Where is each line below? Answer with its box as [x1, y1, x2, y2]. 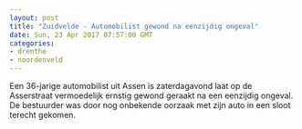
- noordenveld [9, 55, 64, 64]
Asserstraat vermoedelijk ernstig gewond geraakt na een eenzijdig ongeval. [9, 90, 294, 101]
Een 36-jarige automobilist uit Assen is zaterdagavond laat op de [9, 81, 253, 91]
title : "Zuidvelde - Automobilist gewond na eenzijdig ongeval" [9, 22, 259, 31]
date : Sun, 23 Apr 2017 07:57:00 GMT [9, 30, 153, 39]
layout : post [9, 13, 59, 23]
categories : [9, 38, 55, 48]
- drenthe [9, 47, 47, 56]
